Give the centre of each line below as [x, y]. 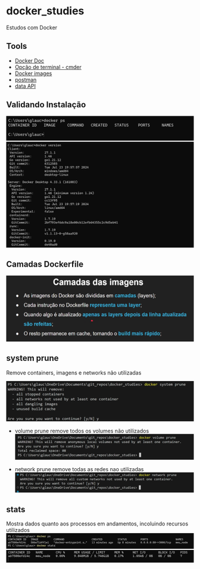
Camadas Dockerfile [45, 265]
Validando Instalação [46, 105]
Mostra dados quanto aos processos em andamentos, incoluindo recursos [97, 524]
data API [25, 86]
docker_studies [45, 11]
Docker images [33, 73]
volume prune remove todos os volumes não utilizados [82, 431]
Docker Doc [29, 60]
